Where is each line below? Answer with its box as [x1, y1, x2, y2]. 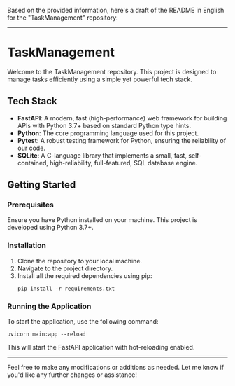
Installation [7, 241, 47, 251]
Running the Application [7, 301, 92, 311]
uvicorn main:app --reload [7, 331, 86, 338]
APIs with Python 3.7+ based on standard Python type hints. [17, 121, 191, 130]
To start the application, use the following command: [7, 317, 159, 326]
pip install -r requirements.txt [17, 285, 115, 292]
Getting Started [7, 179, 76, 191]
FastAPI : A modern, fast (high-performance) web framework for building [17, 113, 227, 122]
